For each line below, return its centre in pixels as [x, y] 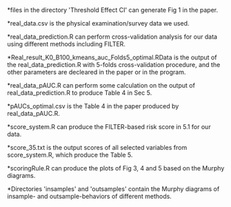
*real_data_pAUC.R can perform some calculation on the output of [101, 85]
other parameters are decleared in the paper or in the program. [97, 72]
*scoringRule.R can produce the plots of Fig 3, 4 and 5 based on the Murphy [116, 168]
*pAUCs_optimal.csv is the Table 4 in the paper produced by [93, 106]
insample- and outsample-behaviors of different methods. [90, 196]
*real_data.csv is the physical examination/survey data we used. [98, 23]
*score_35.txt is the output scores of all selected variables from [97, 147]
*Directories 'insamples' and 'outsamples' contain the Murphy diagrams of [113, 189]
